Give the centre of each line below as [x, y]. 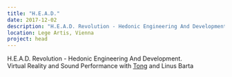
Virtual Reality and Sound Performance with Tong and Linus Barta [100, 66]
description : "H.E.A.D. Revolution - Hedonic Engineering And [98, 26]
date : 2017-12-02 [32, 20]
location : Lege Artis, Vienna [51, 33]
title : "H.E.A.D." [33, 13]
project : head [28, 39]
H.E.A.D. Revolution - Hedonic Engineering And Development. [95, 58]
